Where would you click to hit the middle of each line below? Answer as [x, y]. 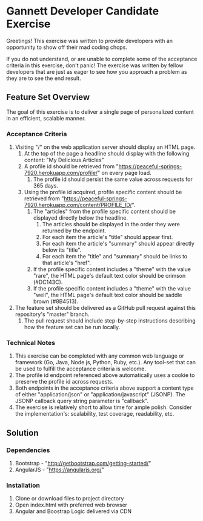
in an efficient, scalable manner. [46, 118]
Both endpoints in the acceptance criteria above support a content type [104, 388]
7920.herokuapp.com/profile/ [61, 173]
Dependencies [28, 450]
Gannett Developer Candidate [83, 11]
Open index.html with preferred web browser [71, 505]
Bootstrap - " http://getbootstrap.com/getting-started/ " [83, 464]
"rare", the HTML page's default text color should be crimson [109, 276]
